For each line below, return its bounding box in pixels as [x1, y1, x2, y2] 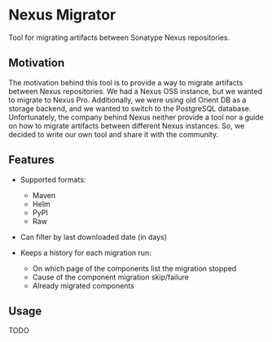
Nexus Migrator [8, 6, 116, 24]
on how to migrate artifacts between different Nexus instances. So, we [8, 120, 245, 131]
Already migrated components [32, 280, 134, 290]
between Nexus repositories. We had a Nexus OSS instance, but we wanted [8, 86, 263, 96]
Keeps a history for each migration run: [20, 248, 152, 258]
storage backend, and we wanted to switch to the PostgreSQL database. [8, 103, 252, 113]
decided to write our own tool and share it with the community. [8, 129, 219, 139]
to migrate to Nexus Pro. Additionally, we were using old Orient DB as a [8, 95, 247, 105]
